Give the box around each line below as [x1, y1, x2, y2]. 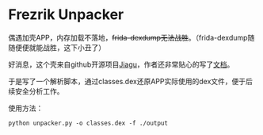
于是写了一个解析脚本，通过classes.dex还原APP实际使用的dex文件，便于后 [8, 76, 253, 86]
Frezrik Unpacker [8, 6, 124, 24]
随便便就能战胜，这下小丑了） [8, 42, 105, 52]
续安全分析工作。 [8, 86, 64, 96]
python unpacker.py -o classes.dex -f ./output [8, 119, 169, 127]
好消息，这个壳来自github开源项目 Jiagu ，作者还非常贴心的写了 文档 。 [8, 60, 234, 69]
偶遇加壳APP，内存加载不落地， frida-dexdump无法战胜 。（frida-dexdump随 [8, 33, 255, 42]
